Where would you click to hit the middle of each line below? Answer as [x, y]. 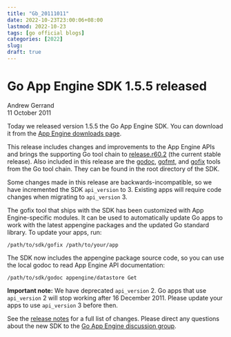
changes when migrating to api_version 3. [67, 197]
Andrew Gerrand [31, 105]
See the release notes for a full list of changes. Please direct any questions [113, 318]
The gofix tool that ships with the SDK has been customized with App [106, 210]
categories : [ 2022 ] [35, 39]
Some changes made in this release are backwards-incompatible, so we [110, 182]
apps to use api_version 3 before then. [63, 305]
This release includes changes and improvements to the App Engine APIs [111, 146]
